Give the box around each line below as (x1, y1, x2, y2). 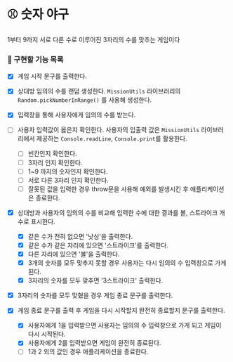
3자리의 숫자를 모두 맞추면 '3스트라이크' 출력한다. (27, 276, 164, 285)
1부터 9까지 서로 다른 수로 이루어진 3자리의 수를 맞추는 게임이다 (7, 35, 180, 44)
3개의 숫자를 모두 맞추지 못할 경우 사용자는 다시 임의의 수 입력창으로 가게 (27, 259, 227, 267)
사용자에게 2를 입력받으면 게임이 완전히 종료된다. (27, 339, 161, 347)
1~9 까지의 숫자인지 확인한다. (27, 167, 108, 176)
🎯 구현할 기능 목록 (7, 54, 64, 64)
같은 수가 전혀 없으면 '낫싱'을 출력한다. (27, 232, 133, 240)
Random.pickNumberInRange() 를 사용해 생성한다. (17, 96, 152, 104)
